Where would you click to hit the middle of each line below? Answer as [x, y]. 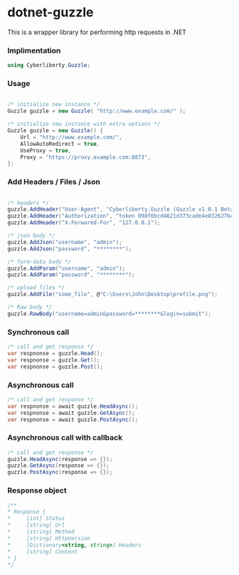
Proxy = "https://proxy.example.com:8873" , [86, 157]
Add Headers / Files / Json [54, 182]
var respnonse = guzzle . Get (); [54, 360]
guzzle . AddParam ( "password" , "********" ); [71, 275]
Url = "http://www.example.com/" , [71, 137]
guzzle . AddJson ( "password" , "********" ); [70, 249]
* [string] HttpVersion [49, 538]
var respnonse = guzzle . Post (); [55, 366]
